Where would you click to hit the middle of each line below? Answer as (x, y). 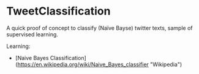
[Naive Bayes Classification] (51, 58)
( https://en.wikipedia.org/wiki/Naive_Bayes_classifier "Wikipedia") (99, 64)
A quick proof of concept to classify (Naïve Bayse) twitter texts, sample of (99, 28)
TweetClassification (58, 11)
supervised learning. (32, 34)
